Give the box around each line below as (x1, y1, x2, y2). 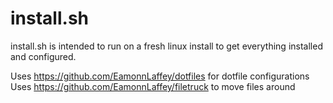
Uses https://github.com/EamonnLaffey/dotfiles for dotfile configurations (10, 70, 310, 82)
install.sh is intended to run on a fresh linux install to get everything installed (10, 40, 323, 52)
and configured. (10, 50, 77, 62)
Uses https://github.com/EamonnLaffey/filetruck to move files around (10, 80, 296, 92)
